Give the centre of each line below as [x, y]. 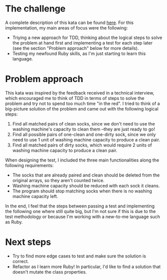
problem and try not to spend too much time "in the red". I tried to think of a [83, 103]
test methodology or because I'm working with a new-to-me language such [83, 216]
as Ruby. [14, 222]
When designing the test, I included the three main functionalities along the [82, 160]
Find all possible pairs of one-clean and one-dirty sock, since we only [84, 134]
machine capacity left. [35, 196]
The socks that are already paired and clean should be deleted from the [86, 175]
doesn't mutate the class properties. [50, 272]
